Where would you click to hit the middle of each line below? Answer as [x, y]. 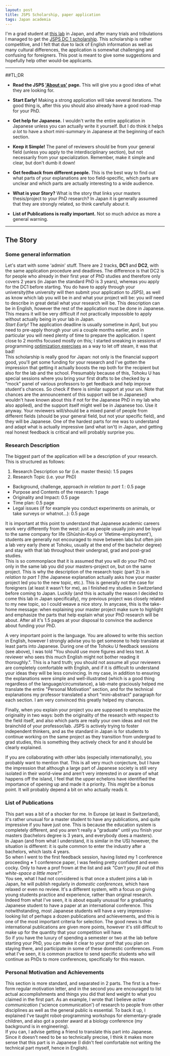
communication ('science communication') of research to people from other [84, 1005]
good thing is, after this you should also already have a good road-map [87, 106]
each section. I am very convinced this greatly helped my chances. [75, 700]
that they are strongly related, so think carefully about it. [71, 204]
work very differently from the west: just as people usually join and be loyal [83, 529]
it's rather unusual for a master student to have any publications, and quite [83, 819]
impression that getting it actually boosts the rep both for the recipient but [82, 368]
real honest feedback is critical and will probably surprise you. [70, 432]
